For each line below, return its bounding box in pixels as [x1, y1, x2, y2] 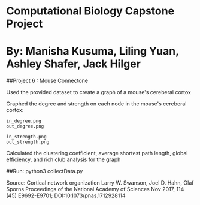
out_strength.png [6, 139, 50, 145]
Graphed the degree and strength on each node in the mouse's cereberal [6, 100, 187, 107]
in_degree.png [6, 118, 42, 124]
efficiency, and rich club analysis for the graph [6, 156, 121, 163]
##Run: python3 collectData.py [6, 168, 83, 175]
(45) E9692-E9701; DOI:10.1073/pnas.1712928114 [6, 192, 126, 199]
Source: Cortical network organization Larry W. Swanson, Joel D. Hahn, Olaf [6, 179, 194, 186]
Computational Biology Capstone [6, 4, 175, 18]
